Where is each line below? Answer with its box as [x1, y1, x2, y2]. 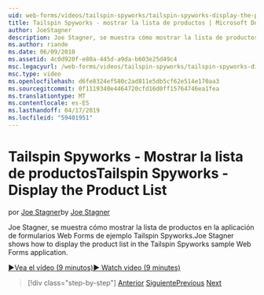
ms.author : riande [8, 41, 68, 49]
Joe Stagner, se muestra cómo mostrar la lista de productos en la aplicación [8, 222, 255, 232]
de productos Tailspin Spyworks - [8, 164, 229, 183]
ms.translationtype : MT [8, 92, 86, 100]
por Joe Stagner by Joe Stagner [8, 207, 111, 216]
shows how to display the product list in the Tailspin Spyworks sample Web [8, 239, 251, 249]
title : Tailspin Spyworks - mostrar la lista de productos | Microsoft [8, 19, 247, 27]
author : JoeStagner [8, 26, 72, 34]
